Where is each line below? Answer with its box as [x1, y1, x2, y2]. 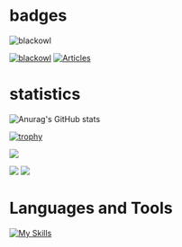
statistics [9, 84, 81, 104]
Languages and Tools [9, 198, 173, 218]
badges [9, 5, 68, 26]
